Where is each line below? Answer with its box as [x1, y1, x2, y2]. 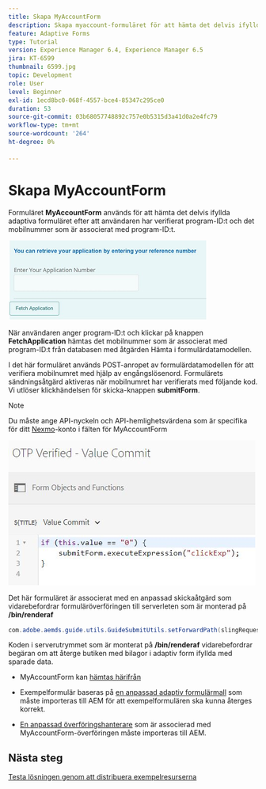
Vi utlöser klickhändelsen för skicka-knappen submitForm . [8, 385, 200, 395]
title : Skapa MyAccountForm [8, 13, 101, 21]
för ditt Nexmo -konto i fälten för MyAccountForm [8, 424, 168, 434]
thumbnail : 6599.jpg [8, 63, 77, 71]
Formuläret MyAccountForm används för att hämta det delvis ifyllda [8, 207, 231, 217]
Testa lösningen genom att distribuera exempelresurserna [8, 772, 197, 782]
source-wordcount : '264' [8, 130, 90, 138]
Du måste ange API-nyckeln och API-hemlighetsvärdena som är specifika [8, 415, 248, 425]
